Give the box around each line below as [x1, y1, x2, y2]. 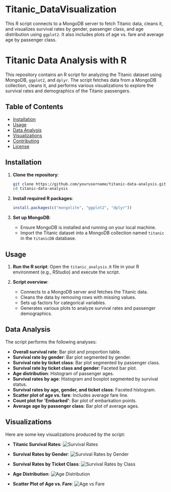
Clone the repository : [12, 171, 59, 178]
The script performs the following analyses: [5, 338, 97, 345]
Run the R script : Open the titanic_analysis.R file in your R [12, 263, 139, 269]
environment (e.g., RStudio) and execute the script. [12, 269, 120, 275]
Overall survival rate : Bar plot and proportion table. [12, 349, 121, 355]
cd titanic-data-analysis [12, 186, 68, 191]
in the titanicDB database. [20, 235, 77, 241]
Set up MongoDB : [12, 214, 51, 220]
